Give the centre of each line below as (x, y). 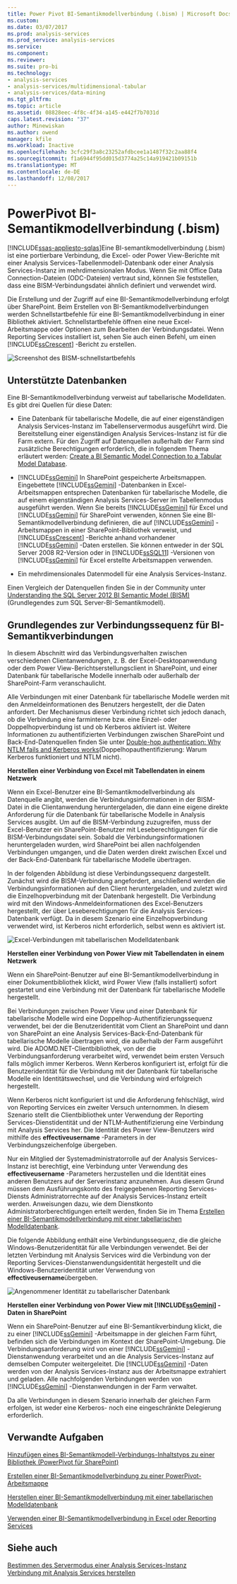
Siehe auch (32, 1548)
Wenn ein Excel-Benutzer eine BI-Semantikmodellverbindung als (101, 792)
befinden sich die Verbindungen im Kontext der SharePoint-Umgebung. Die (117, 1341)
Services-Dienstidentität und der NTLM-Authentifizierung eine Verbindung (116, 1123)
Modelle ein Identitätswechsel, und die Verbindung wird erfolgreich (105, 1079)
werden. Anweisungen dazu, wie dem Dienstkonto (80, 1204)
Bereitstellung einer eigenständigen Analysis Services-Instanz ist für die (122, 434)
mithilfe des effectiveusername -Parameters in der (82, 1137)
